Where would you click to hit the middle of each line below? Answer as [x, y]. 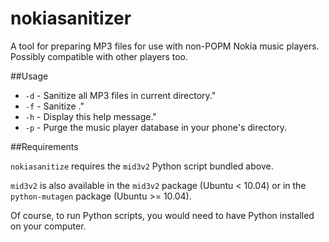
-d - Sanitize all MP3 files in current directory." [120, 95]
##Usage [29, 76]
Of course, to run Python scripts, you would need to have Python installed [162, 215]
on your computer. [48, 226]
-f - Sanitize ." [54, 106]
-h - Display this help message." [90, 116]
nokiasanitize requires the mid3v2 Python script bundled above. [142, 166]
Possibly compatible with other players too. [99, 56]
